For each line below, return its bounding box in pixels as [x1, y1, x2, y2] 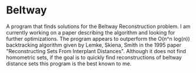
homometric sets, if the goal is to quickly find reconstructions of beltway [6, 54, 182, 61]
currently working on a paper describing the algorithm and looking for [6, 29, 175, 36]
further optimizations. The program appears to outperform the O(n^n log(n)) [6, 35, 190, 42]
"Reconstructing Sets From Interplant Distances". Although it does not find [6, 47, 187, 54]
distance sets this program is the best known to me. [6, 60, 132, 67]
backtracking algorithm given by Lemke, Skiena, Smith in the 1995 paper [6, 41, 181, 48]
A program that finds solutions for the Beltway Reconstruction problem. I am [6, 23, 191, 30]
